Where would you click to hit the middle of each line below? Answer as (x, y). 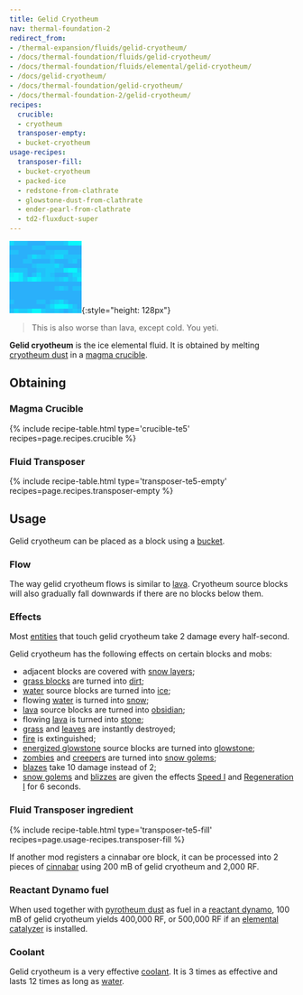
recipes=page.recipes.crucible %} (73, 438)
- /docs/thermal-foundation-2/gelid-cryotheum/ (101, 95)
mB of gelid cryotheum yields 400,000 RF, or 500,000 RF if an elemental (144, 919)
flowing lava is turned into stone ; (83, 720)
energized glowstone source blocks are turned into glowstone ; (138, 749)
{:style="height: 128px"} (126, 310)
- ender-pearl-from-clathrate (74, 209)
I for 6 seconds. (51, 786)
